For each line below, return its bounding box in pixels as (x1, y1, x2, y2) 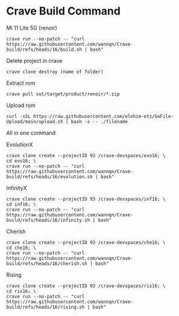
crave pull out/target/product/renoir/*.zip (6, 91, 120, 97)
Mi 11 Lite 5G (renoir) (6, 24, 57, 31)
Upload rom (6, 102, 36, 109)
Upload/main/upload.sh (6, 118, 63, 124)
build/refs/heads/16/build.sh (6, 47, 83, 53)
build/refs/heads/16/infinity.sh (6, 217, 90, 223)
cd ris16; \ (6, 288, 36, 294)
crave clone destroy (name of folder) (6, 68, 104, 75)
